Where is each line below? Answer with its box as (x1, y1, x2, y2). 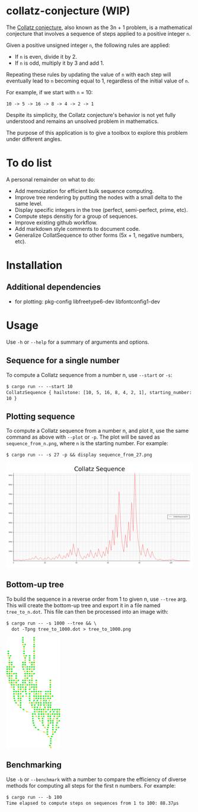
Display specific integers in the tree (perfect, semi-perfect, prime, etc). (14, 206, 188, 213)
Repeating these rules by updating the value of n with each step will (6, 71, 171, 78)
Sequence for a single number (6, 356, 120, 366)
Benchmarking (6, 760, 62, 770)
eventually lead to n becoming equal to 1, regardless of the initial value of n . (6, 77, 190, 84)
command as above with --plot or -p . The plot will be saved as (6, 433, 160, 440)
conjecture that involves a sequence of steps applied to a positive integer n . (6, 30, 191, 37)
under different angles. (6, 135, 62, 142)
